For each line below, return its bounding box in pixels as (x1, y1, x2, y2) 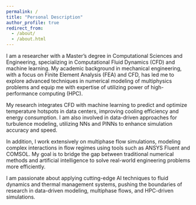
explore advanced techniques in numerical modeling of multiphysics (6, 77, 172, 84)
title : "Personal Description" (6, 14, 83, 20)
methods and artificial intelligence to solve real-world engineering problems (6, 157, 191, 164)
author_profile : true (6, 19, 60, 25)
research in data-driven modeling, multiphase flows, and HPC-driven (6, 187, 174, 194)
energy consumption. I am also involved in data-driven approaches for (6, 114, 177, 121)
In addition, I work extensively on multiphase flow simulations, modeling (6, 138, 181, 145)
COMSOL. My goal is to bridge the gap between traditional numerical (6, 151, 174, 157)
